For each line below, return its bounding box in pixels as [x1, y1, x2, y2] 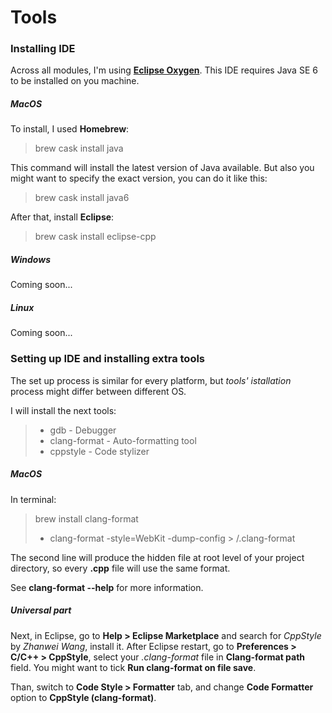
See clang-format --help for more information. [10, 581, 204, 593]
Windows [10, 254, 52, 266]
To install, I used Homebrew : [10, 123, 130, 135]
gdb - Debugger [49, 424, 117, 436]
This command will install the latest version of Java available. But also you [10, 162, 315, 174]
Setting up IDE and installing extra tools [10, 352, 206, 366]
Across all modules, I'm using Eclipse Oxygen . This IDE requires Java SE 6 [10, 64, 318, 76]
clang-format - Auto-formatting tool [49, 434, 197, 446]
